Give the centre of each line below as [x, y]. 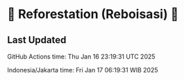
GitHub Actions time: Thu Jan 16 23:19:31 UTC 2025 [81, 56]
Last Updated [37, 40]
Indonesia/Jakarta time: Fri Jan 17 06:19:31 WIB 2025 [83, 70]
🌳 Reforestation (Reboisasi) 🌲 [93, 14]
